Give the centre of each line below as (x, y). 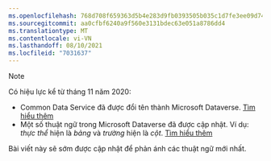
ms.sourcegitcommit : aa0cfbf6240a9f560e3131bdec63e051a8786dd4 (117, 23)
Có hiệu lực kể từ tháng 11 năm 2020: (70, 92)
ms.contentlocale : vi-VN (50, 38)
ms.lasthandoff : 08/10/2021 (56, 46)
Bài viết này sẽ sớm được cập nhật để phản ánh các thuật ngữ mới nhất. (127, 149)
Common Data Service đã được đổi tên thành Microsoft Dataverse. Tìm (138, 107)
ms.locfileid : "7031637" (50, 53)
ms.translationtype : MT (48, 31)
